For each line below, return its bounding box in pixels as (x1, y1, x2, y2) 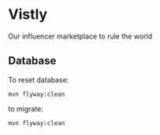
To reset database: (8, 75, 69, 84)
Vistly (8, 5, 48, 24)
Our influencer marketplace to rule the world (8, 31, 152, 41)
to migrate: (8, 104, 43, 113)
